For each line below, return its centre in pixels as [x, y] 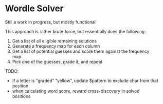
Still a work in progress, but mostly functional [50, 22]
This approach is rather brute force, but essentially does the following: [75, 31]
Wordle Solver [34, 9]
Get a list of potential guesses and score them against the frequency [81, 51]
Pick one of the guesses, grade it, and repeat [57, 62]
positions [21, 96]
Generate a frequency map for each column [56, 46]
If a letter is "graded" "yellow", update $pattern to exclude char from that [85, 81]
